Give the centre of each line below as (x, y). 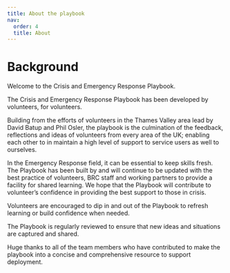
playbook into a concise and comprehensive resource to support (99, 255)
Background (43, 67)
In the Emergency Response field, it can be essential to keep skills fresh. (110, 163)
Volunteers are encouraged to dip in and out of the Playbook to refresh (108, 206)
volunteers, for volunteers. (45, 107)
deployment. (25, 262)
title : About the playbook (46, 13)
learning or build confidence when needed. (68, 213)
